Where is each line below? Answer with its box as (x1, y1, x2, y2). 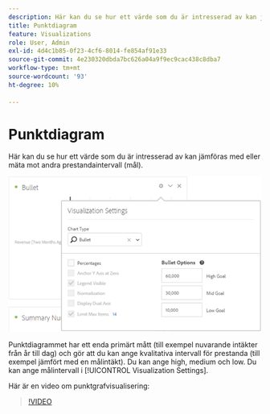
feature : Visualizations (8, 30, 92, 38)
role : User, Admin (8, 39, 70, 47)
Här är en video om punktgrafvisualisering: (8, 381, 150, 391)
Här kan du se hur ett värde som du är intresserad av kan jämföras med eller (8, 151, 261, 161)
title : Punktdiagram (8, 21, 78, 30)
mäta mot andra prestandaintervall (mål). (8, 160, 143, 170)
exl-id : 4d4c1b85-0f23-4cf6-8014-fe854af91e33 (8, 47, 167, 56)
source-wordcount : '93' (8, 72, 88, 81)
